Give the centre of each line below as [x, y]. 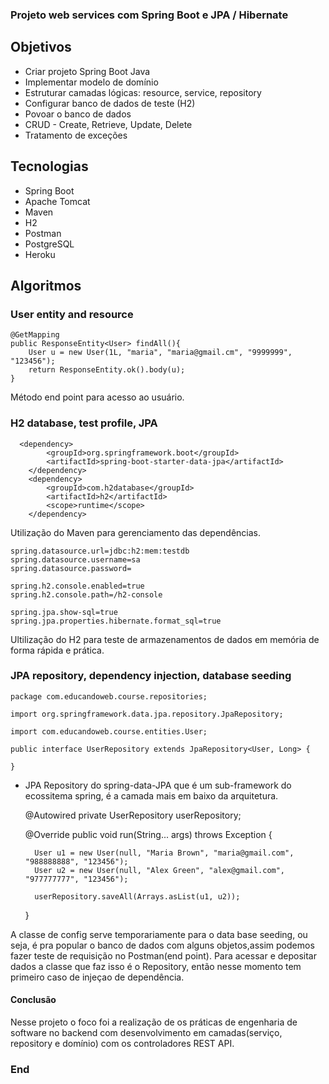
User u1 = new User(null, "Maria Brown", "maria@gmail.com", [164, 853]
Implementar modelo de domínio [91, 82]
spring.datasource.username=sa [75, 559]
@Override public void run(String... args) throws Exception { [148, 834]
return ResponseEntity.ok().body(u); [107, 370]
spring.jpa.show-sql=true [64, 612]
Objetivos [41, 47]
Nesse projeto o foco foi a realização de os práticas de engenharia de [154, 1022]
